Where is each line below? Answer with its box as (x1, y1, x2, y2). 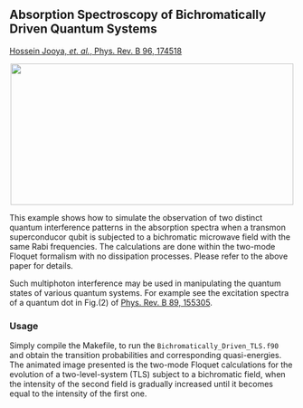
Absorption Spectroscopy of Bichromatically (9, 7, 267, 23)
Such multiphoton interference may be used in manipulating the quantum (9, 278, 282, 289)
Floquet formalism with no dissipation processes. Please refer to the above (9, 251, 289, 261)
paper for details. (9, 260, 74, 270)
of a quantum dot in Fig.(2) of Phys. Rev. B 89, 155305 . (9, 297, 213, 308)
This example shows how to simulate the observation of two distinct (9, 212, 263, 223)
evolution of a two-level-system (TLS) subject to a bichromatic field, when (9, 369, 287, 380)
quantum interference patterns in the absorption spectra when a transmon (9, 222, 287, 232)
